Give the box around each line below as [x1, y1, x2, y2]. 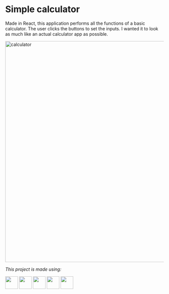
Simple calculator [5, 4, 80, 15]
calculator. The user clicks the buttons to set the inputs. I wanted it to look [5, 25, 158, 31]
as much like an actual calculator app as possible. [5, 31, 108, 37]
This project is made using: [5, 266, 62, 272]
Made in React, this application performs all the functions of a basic [5, 20, 145, 26]
